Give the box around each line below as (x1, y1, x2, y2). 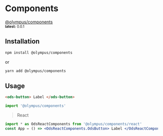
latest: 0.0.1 (5, 24, 25, 29)
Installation (5, 37, 40, 46)
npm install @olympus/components (5, 50, 73, 55)
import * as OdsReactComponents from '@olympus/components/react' (5, 122, 142, 127)
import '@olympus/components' (5, 103, 66, 108)
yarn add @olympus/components (5, 68, 66, 73)
